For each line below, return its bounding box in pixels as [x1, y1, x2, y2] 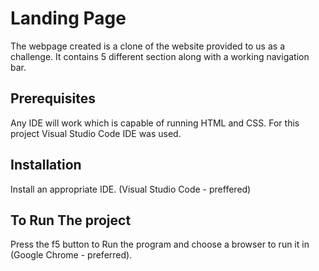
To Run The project [10, 212, 132, 229]
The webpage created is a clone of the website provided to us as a [10, 40, 285, 52]
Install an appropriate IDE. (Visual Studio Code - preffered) [10, 183, 252, 195]
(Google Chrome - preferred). [10, 249, 133, 261]
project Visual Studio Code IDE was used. [10, 127, 182, 139]
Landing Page [10, 7, 127, 30]
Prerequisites [10, 90, 96, 107]
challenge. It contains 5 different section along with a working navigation [10, 50, 310, 62]
